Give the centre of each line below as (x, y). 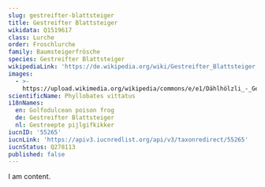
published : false (37, 154)
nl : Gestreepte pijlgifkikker (65, 125)
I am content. (30, 177)
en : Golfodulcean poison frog (65, 111)
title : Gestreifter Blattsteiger (63, 23)
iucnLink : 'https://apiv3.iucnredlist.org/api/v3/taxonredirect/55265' (128, 139)
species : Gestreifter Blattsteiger (67, 60)
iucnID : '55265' (35, 132)
